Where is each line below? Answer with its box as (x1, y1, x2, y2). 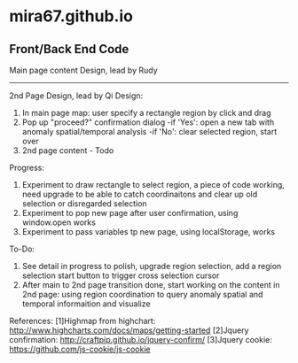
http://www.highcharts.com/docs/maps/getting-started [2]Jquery (9, 325, 249, 336)
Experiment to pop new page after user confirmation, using (21, 208, 239, 218)
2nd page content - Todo (21, 145, 114, 156)
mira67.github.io (9, 6, 133, 27)
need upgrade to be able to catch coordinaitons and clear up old (21, 189, 258, 199)
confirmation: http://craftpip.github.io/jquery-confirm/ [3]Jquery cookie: (9, 335, 272, 344)
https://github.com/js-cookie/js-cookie (9, 344, 151, 354)
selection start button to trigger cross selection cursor (21, 270, 220, 281)
